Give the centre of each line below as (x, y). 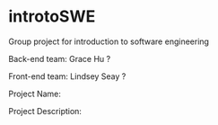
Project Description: (45, 111)
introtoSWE (52, 17)
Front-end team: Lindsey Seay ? (67, 76)
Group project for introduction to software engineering (109, 41)
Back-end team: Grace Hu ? (60, 58)
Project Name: (35, 94)
